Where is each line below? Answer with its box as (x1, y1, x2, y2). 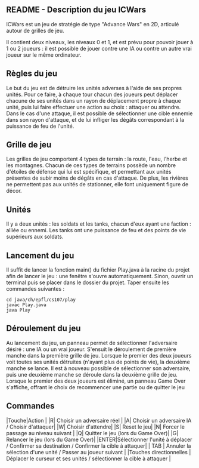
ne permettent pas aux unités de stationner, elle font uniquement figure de (6, 181, 189, 188)
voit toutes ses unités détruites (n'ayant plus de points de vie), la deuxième (6, 358, 191, 365)
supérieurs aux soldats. (6, 233, 64, 241)
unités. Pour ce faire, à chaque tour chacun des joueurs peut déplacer (6, 91, 178, 98)
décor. (6, 187, 22, 195)
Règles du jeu (6, 69, 58, 79)
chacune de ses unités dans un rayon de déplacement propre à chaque (6, 97, 182, 104)
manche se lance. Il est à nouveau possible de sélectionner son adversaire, (6, 364, 191, 372)
